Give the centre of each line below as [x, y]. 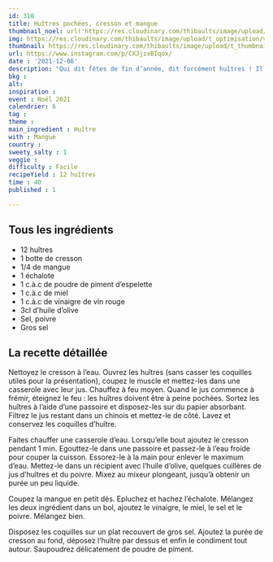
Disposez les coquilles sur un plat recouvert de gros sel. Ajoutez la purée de [136, 532]
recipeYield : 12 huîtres [52, 175]
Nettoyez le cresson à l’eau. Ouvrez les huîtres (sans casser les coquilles [130, 372]
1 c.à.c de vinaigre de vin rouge [73, 301]
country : [25, 144]
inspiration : [32, 91]
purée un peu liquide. [44, 483]
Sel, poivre [38, 319]
